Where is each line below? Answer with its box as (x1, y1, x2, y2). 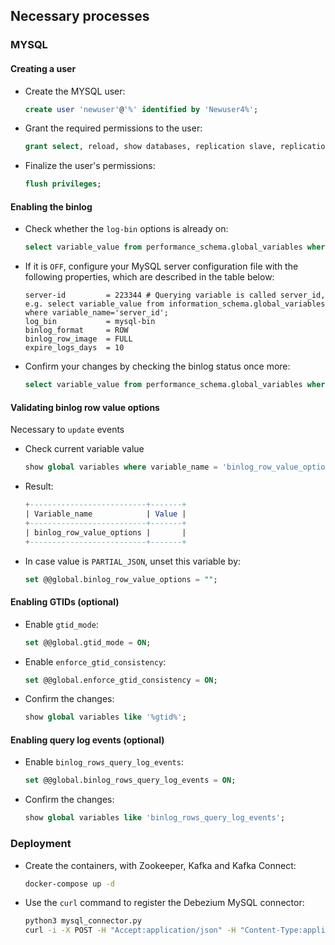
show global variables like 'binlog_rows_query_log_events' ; (24, 813, 286, 823)
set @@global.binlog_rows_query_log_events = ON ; (24, 775, 237, 786)
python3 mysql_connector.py (24, 916, 142, 926)
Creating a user (10, 62, 77, 74)
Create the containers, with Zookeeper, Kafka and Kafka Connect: (24, 859, 297, 871)
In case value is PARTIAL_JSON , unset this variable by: (24, 555, 242, 567)
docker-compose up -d (24, 879, 115, 889)
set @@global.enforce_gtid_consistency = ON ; (24, 675, 218, 685)
